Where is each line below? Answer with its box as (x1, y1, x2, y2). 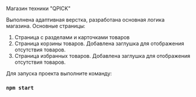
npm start (6, 84, 34, 91)
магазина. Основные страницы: (6, 23, 86, 29)
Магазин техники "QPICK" (6, 5, 71, 12)
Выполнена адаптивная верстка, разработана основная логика (6, 16, 165, 23)
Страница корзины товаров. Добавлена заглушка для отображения (14, 40, 184, 47)
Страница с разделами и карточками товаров (14, 34, 130, 40)
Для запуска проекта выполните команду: (6, 70, 112, 77)
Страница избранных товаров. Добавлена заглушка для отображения (14, 53, 191, 59)
